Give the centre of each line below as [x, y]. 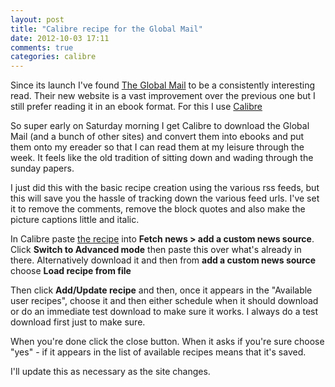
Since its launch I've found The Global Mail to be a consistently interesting [163, 85]
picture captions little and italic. [75, 220]
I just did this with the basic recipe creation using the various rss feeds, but [165, 188]
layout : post [37, 19]
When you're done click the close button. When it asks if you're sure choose [167, 342]
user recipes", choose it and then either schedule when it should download [164, 301]
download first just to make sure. [78, 322]
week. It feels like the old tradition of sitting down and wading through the [162, 158]
